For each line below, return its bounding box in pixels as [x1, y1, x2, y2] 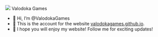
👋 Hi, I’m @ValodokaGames [12, 15, 70, 21]
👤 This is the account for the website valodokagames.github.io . [12, 21, 145, 26]
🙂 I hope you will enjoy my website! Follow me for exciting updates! [12, 26, 153, 32]
